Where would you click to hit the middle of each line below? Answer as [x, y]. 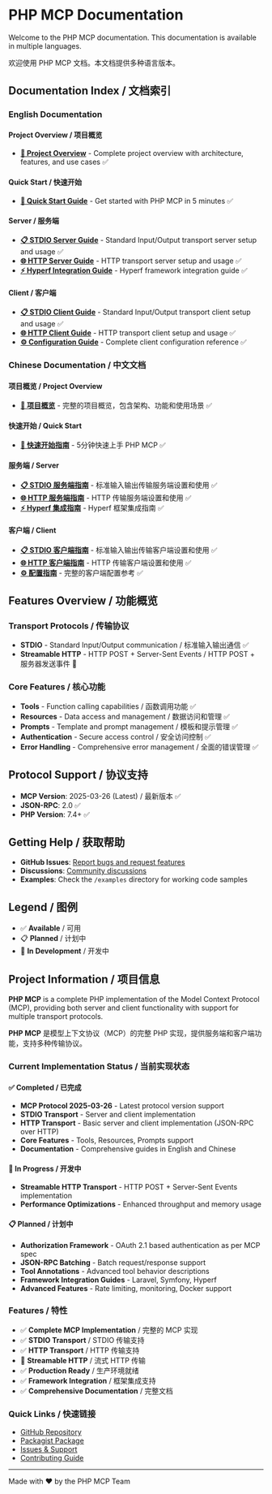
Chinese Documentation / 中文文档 [77, 365]
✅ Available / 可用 [51, 928]
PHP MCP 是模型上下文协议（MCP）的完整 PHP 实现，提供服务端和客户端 [132, 1034]
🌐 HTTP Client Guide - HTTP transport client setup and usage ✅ [128, 333]
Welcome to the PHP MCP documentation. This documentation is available [133, 37]
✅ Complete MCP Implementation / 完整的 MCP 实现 [109, 1330]
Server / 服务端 [34, 221]
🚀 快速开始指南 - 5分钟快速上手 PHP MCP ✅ [93, 445]
